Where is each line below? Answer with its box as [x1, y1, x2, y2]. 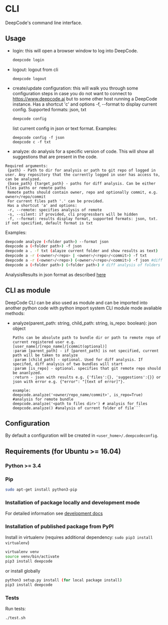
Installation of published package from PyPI [5, 523, 114, 530]
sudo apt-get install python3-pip [5, 487, 78, 492]
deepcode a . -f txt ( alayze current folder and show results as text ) [5, 249, 158, 254]
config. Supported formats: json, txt [12, 106, 87, 112]
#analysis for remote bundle [12, 397, 74, 402]
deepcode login [12, 57, 45, 62]
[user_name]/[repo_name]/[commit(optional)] [12, 344, 107, 349]
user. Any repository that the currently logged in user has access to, [5, 172, 160, 177]
